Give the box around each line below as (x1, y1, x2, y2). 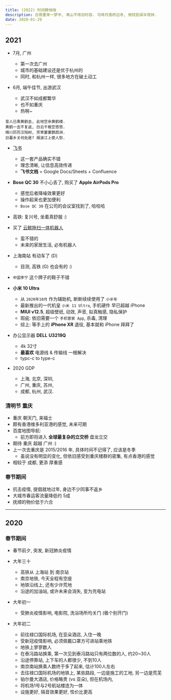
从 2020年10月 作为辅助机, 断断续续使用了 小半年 (20, 296, 118, 302)
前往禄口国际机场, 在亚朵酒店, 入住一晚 (20, 632, 102, 638)
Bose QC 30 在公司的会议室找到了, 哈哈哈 (20, 203, 105, 209)
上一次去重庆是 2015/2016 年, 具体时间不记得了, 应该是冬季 (12, 447, 136, 453)
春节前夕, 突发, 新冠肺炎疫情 (12, 548, 72, 554)
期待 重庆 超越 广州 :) (12, 440, 57, 447)
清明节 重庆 (5, 402, 33, 409)
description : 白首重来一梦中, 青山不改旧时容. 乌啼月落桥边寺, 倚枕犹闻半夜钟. (5, 12, 157, 17)
